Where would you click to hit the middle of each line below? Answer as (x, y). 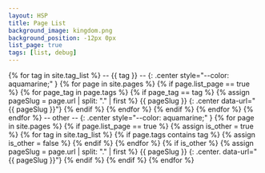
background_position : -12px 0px (62, 38)
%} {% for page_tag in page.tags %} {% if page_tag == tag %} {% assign (129, 92)
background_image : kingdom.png (60, 30)
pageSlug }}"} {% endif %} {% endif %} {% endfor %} (105, 160)
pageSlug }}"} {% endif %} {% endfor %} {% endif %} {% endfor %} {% (135, 109)
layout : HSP (28, 16)
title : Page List (37, 23)
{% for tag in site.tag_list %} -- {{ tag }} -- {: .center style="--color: (119, 75)
